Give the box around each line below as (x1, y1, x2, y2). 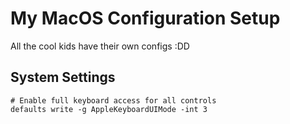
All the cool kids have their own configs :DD (10, 40, 190, 52)
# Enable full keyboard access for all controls (10, 95, 217, 106)
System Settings (10, 69, 116, 86)
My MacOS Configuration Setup (10, 7, 281, 30)
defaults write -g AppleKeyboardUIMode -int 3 (10, 104, 208, 114)
